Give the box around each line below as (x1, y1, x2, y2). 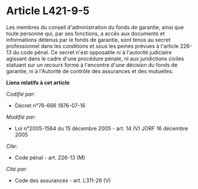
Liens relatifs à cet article (6, 79, 70, 86)
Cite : (6, 142, 18, 149)
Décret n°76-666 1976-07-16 (14, 102, 86, 109)
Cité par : (6, 165, 28, 172)
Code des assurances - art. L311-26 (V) (14, 177, 111, 184)
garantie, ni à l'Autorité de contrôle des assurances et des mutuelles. (6, 67, 174, 74)
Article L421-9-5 (6, 4, 90, 18)
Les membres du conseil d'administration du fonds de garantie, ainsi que (6, 24, 184, 31)
